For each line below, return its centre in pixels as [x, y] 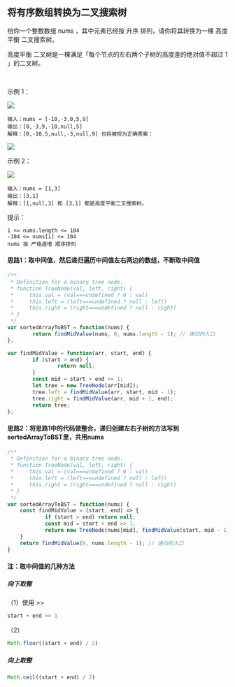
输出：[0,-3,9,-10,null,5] [45, 126]
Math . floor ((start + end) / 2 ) [53, 644]
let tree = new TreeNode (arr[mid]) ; [86, 386]
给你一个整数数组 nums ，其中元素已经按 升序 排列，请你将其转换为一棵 [111, 31]
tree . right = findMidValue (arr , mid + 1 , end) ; [103, 398]
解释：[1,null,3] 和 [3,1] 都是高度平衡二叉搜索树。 [77, 203]
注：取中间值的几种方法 [41, 566]
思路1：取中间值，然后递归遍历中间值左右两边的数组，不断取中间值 [104, 260]
